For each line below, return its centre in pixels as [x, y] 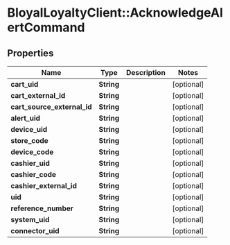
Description [146, 73]
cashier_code [34, 175]
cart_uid [25, 84]
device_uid [29, 129]
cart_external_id [38, 95]
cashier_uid [30, 163]
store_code [29, 141]
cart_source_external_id [51, 107]
